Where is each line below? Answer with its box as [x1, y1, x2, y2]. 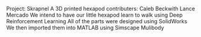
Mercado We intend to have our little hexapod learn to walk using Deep [6, 11, 183, 18]
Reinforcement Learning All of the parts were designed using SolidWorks [6, 18, 188, 24]
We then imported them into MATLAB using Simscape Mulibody [6, 24, 164, 31]
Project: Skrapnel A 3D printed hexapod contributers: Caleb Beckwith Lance [6, 5, 195, 12]
